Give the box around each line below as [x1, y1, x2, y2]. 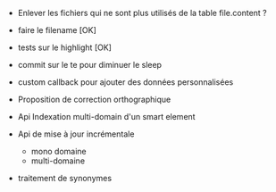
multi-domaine [30, 155, 86, 166]
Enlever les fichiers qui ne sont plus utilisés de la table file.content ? [17, 8, 268, 18]
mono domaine [30, 146, 87, 156]
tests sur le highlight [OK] [17, 42, 112, 53]
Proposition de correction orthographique [17, 94, 171, 104]
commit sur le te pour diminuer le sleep [17, 60, 163, 70]
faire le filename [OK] [17, 25, 96, 35]
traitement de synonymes [17, 173, 113, 183]
